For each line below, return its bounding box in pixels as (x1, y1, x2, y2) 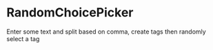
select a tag (6, 34, 40, 42)
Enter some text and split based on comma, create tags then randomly (6, 27, 206, 36)
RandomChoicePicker (6, 5, 134, 21)
